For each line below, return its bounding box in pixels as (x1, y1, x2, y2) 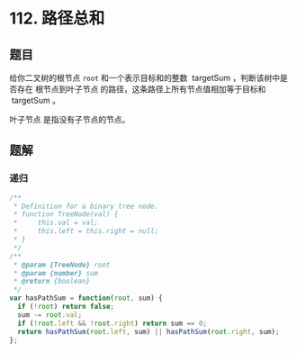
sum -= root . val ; (17, 310, 83, 320)
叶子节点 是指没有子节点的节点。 (9, 114, 130, 124)
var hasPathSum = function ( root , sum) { (9, 294, 164, 303)
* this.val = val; (13, 218, 99, 228)
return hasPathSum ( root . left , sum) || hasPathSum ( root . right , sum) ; (17, 327, 280, 336)
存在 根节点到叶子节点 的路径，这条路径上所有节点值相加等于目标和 (16, 84, 266, 95)
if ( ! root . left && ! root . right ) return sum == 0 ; (17, 319, 207, 328)
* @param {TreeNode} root (13, 260, 111, 269)
